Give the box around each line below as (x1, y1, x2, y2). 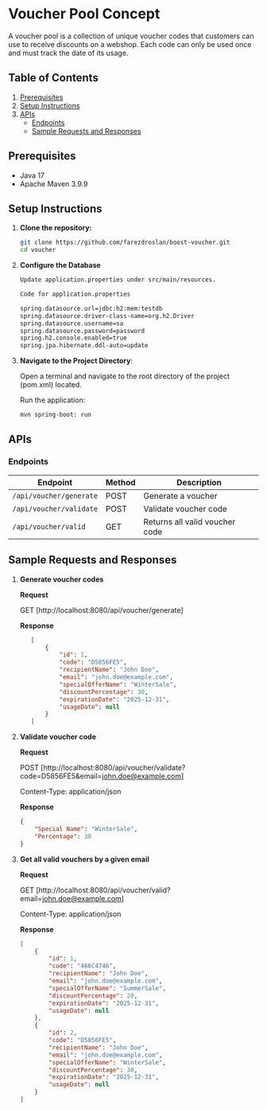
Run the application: (19, 395, 86, 405)
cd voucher (19, 246, 56, 254)
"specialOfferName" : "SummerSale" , (48, 984, 167, 992)
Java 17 (19, 171, 45, 180)
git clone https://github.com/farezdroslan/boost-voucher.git (19, 238, 230, 247)
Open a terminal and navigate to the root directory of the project (19, 371, 230, 381)
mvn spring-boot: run (19, 411, 91, 419)
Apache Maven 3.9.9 (19, 178, 88, 188)
